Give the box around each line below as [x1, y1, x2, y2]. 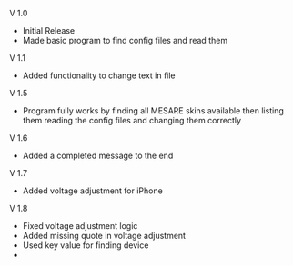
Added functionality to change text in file [22, 70, 176, 81]
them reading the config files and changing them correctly [22, 115, 242, 125]
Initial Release [22, 25, 76, 35]
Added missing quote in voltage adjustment [22, 231, 187, 241]
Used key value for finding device [22, 240, 149, 251]
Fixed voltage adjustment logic [22, 221, 138, 231]
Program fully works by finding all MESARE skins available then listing [22, 105, 284, 116]
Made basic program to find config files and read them [22, 35, 228, 45]
